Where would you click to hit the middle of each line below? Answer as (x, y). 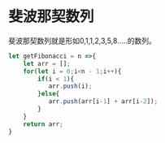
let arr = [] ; (47, 63)
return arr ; (43, 124)
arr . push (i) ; (70, 86)
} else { (49, 94)
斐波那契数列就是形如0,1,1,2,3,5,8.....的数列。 (82, 41)
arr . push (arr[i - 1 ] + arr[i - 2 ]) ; (103, 102)
